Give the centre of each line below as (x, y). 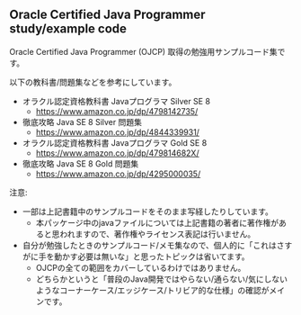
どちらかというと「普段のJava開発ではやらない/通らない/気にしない (161, 279)
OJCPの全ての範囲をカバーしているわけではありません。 (141, 267)
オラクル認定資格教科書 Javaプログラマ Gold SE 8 (115, 142)
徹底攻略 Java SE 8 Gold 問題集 (80, 163)
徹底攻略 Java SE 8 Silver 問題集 (82, 121)
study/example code (68, 29)
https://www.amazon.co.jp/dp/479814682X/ (117, 153)
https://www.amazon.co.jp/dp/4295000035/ (118, 174)
